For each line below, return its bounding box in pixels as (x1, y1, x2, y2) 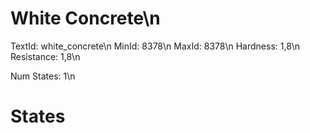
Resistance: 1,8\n (10, 50, 81, 62)
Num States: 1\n (10, 70, 76, 82)
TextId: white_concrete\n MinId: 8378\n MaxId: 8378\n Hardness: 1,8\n (10, 40, 301, 52)
